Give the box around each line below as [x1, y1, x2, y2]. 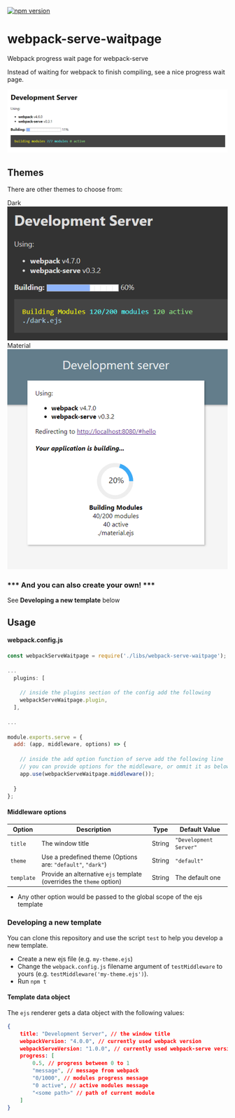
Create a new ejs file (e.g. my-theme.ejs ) [17, 954, 133, 963]
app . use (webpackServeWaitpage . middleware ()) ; [20, 770, 155, 777]
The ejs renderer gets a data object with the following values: [7, 1008, 185, 1016]
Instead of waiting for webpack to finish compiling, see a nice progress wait [7, 67, 225, 76]
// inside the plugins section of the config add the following [20, 690, 211, 697]
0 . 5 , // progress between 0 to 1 [32, 1060, 130, 1067]
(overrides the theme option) [41, 877, 122, 886]
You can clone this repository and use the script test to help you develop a [7, 933, 223, 942]
